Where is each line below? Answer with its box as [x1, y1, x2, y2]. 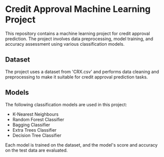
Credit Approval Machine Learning [5, 3, 151, 15]
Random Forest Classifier [12, 116, 64, 122]
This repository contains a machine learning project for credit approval [5, 30, 151, 36]
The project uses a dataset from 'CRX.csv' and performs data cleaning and [5, 69, 160, 75]
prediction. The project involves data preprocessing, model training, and [5, 36, 154, 42]
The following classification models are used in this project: [5, 101, 127, 107]
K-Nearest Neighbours [12, 111, 59, 117]
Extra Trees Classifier [12, 127, 57, 133]
